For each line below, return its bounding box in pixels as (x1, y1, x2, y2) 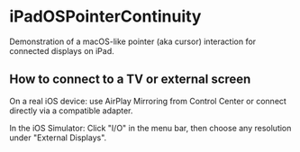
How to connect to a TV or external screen (9, 72, 251, 87)
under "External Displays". (9, 132, 107, 143)
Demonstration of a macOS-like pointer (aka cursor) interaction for (9, 36, 257, 47)
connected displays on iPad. (9, 45, 114, 56)
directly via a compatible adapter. (9, 105, 133, 116)
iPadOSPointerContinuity (9, 6, 202, 27)
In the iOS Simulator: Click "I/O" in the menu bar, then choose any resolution (9, 122, 292, 133)
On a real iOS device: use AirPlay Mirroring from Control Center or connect (9, 95, 286, 106)
